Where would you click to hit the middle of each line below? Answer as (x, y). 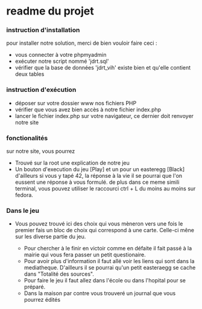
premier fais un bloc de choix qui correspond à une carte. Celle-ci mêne (105, 230)
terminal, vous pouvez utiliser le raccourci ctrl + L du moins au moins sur (105, 189)
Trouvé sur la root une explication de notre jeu (72, 163)
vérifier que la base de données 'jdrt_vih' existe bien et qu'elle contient (103, 68)
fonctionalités (27, 138)
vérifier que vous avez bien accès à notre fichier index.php (88, 109)
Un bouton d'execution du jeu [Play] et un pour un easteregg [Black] (100, 169)
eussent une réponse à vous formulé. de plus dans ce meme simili (97, 182)
